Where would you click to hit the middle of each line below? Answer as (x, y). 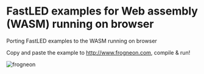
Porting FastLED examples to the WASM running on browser (82, 41)
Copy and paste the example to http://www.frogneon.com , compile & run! (98, 52)
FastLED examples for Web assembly (102, 11)
